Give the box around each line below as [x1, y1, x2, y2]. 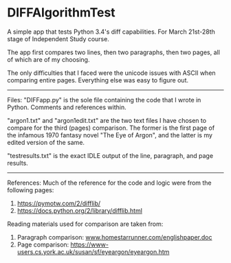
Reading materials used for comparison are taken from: [7, 220, 164, 228]
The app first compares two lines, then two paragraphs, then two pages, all [7, 48, 220, 56]
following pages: [7, 185, 54, 194]
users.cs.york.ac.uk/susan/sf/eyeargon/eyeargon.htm [16, 247, 170, 255]
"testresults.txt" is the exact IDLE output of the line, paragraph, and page [7, 151, 214, 159]
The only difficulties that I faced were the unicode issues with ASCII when [7, 69, 216, 77]
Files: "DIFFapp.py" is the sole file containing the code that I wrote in [7, 95, 201, 104]
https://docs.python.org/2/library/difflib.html [16, 206, 143, 214]
